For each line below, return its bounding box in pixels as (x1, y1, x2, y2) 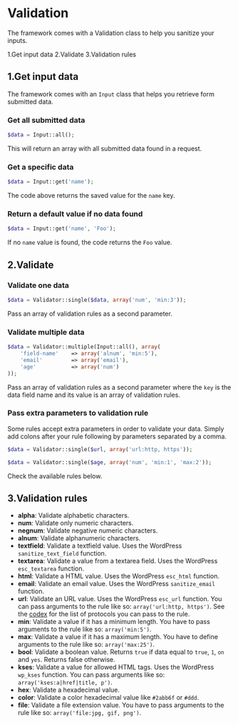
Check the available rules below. (7, 471, 103, 480)
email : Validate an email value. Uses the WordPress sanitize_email (17, 580, 216, 588)
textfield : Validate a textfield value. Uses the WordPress (17, 541, 182, 550)
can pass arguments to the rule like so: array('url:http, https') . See (17, 602, 225, 611)
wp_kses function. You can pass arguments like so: (17, 670, 165, 679)
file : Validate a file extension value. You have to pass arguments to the (17, 701, 224, 710)
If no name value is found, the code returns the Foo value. (7, 238, 172, 247)
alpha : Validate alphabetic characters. (17, 511, 130, 520)
